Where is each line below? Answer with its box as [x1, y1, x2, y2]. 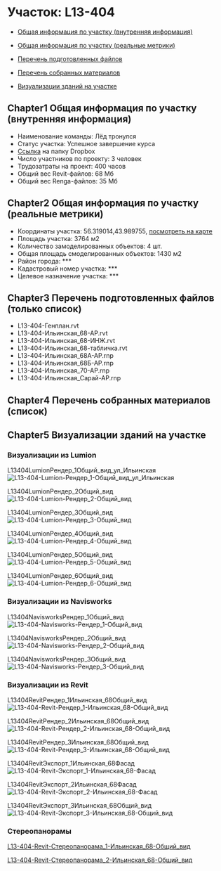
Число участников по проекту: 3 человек [17, 154, 142, 162]
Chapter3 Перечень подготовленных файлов [7, 292, 215, 304]
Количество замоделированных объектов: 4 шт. [17, 242, 163, 250]
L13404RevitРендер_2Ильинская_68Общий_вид [7, 717, 149, 725]
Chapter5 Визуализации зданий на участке [7, 430, 206, 441]
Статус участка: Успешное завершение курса [17, 139, 156, 148]
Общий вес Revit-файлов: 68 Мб [17, 169, 114, 178]
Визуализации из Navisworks [7, 597, 112, 607]
